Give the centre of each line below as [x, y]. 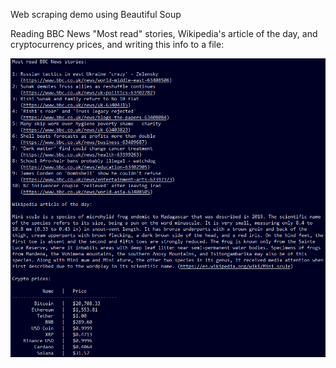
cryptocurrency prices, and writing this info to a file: [117, 44]
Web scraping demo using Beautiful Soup [96, 14]
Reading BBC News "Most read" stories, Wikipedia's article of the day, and [164, 33]
